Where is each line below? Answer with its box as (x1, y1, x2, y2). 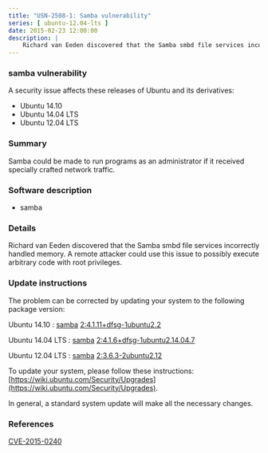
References (8, 418, 54, 429)
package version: (8, 304, 65, 313)
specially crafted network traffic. (8, 164, 116, 174)
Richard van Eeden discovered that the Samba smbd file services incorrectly (8, 241, 260, 250)
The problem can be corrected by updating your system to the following (8, 296, 245, 305)
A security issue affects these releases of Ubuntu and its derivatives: (8, 85, 235, 96)
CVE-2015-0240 (8, 436, 62, 446)
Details (8, 223, 37, 234)
